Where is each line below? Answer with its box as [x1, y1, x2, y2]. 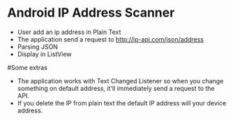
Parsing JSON [17, 42, 58, 51]
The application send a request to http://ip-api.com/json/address [17, 35, 204, 43]
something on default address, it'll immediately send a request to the [17, 84, 215, 92]
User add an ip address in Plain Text [17, 28, 121, 36]
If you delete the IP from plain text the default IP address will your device [17, 98, 227, 107]
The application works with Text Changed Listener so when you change [17, 76, 224, 85]
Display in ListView [17, 50, 72, 58]
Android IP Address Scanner [7, 5, 175, 21]
